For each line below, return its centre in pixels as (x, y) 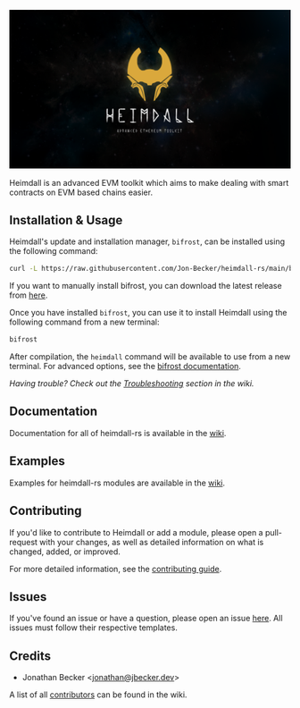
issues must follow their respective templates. (94, 628)
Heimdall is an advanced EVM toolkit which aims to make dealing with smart (149, 182)
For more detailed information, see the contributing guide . (116, 569)
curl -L (24, 269)
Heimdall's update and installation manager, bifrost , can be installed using (147, 241)
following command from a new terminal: (84, 322)
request (24, 542)
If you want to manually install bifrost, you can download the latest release (146, 286)
